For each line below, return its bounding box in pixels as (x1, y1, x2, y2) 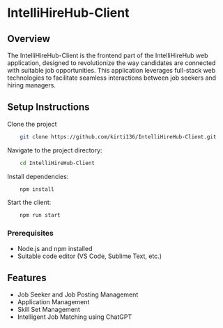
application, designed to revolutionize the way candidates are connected (7, 59, 216, 67)
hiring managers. (7, 81, 56, 89)
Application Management (17, 298, 90, 306)
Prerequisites (7, 229, 54, 238)
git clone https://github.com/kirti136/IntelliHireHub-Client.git (20, 133, 217, 141)
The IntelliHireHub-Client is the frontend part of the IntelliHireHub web (7, 51, 208, 59)
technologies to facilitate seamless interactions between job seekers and (7, 73, 217, 82)
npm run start (20, 212, 61, 219)
